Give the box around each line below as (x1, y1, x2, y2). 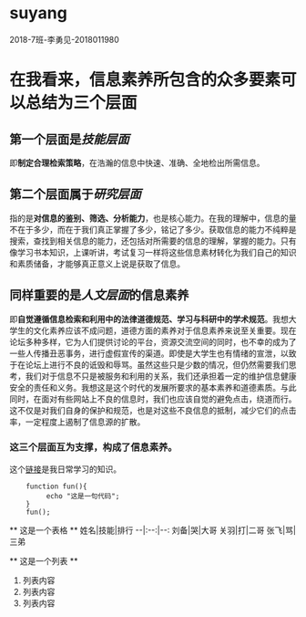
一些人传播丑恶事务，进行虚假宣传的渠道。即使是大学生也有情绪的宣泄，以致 (9, 348, 297, 359)
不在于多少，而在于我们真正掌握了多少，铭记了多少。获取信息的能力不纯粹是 (9, 224, 297, 235)
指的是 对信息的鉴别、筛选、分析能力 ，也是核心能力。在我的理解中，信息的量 (9, 213, 297, 224)
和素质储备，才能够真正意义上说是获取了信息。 (9, 258, 185, 269)
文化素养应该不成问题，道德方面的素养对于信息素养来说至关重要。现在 (33, 325, 297, 336)
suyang (9, 3, 68, 24)
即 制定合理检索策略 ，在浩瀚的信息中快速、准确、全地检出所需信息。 (9, 157, 265, 168)
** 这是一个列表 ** (9, 555, 78, 566)
